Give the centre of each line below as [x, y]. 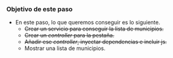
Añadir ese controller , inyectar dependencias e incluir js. [96, 42]
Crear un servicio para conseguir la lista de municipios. [94, 29]
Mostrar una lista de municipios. [65, 48]
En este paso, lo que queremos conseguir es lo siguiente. [88, 23]
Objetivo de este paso [40, 9]
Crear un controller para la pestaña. [69, 35]
